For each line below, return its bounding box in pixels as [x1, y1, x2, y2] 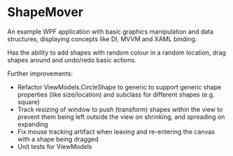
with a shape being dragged [17, 134, 99, 143]
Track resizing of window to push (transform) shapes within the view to [17, 105, 223, 113]
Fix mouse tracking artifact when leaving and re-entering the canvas [17, 127, 216, 136]
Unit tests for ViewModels [17, 142, 92, 150]
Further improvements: [7, 69, 73, 78]
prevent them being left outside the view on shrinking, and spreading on [17, 113, 225, 121]
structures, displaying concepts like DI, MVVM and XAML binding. [7, 34, 197, 43]
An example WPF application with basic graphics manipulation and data [7, 27, 214, 36]
